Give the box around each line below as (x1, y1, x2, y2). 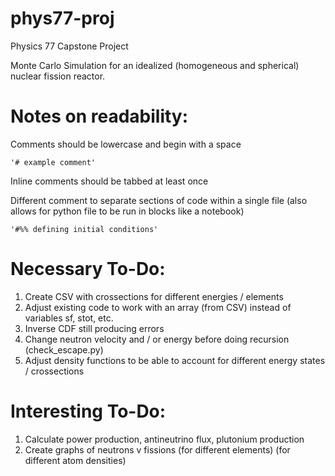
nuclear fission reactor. (10, 70, 106, 82)
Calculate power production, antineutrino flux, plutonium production (24, 433, 305, 445)
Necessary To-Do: (10, 258, 166, 281)
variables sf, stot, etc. (24, 312, 114, 324)
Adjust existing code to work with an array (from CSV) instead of (24, 301, 292, 313)
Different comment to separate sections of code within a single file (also (10, 194, 308, 206)
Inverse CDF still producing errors (24, 322, 165, 334)
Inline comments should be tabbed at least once (10, 175, 209, 187)
